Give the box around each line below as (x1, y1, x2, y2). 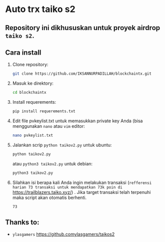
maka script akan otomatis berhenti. (12, 194, 86, 200)
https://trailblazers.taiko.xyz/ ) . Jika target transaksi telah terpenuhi (12, 189, 151, 195)
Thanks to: (5, 218, 39, 226)
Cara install (5, 48, 41, 57)
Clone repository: (12, 62, 48, 68)
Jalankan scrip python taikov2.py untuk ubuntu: (12, 142, 112, 148)
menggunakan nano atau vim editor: (12, 123, 85, 129)
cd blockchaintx (12, 90, 46, 95)
